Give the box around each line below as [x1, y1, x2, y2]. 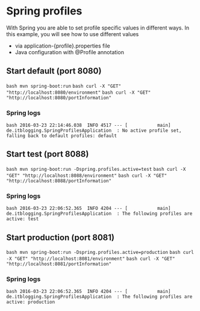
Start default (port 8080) [6, 66, 102, 76]
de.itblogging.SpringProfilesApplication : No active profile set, [6, 128, 182, 134]
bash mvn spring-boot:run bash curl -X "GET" [6, 83, 122, 89]
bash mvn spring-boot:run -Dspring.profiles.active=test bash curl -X [6, 166, 186, 172]
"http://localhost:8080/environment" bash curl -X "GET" [6, 89, 151, 96]
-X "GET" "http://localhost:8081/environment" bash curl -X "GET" [6, 256, 175, 262]
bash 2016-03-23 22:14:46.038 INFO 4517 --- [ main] [6, 122, 171, 129]
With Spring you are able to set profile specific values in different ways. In [6, 24, 190, 31]
